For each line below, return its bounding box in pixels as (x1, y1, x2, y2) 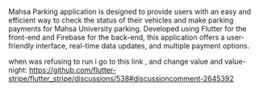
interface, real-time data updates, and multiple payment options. (36, 41, 250, 51)
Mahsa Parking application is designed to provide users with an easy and (8, 7, 252, 16)
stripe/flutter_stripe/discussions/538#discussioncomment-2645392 (8, 74, 234, 83)
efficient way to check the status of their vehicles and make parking (8, 15, 234, 25)
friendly (8, 41, 35, 51)
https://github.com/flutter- (29, 65, 117, 75)
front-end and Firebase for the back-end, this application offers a (8, 32, 225, 42)
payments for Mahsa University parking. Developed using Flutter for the (8, 24, 247, 33)
